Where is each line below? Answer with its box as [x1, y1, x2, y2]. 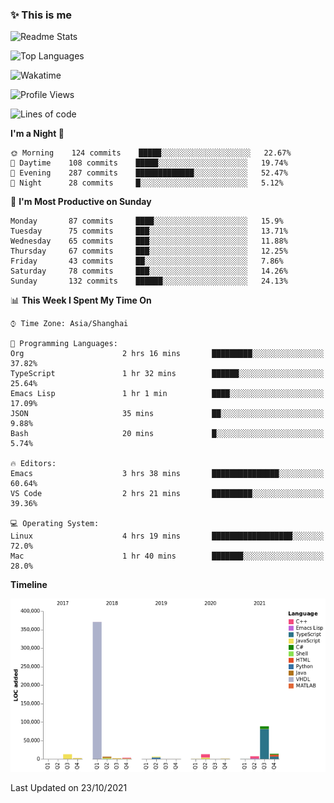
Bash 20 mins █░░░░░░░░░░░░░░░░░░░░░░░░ [10, 429, 325, 439]
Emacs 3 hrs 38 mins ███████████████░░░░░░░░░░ [10, 469, 325, 479]
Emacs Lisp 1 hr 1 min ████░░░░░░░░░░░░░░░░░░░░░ [10, 389, 325, 399]
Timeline [10, 579, 48, 591]
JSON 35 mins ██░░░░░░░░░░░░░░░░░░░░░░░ [10, 409, 325, 419]
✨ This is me [10, 8, 73, 22]
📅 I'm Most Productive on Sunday [10, 196, 152, 208]
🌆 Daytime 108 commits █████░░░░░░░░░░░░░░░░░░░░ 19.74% [10, 158, 288, 168]
